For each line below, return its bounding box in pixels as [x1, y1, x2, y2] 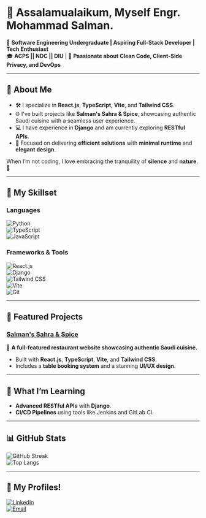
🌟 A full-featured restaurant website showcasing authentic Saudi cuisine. [6, 344, 198, 351]
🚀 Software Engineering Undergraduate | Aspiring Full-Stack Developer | [6, 39, 195, 46]
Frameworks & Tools [6, 248, 69, 257]
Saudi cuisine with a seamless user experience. [15, 116, 135, 124]
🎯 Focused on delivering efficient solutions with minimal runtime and [15, 139, 193, 147]
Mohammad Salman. [6, 18, 114, 32]
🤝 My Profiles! [6, 482, 61, 493]
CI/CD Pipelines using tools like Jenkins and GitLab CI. [15, 409, 154, 416]
